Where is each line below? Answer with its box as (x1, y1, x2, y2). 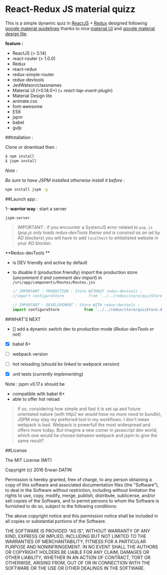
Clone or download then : (5, 144, 57, 150)
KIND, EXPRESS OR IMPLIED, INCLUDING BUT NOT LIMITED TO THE (5, 533, 147, 539)
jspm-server (5, 215, 30, 220)
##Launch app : (5, 196, 38, 202)
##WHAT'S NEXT (5, 316, 41, 322)
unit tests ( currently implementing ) (12, 371, 84, 377)
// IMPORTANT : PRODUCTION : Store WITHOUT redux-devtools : (12, 289, 143, 294)
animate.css (12, 98, 37, 104)
